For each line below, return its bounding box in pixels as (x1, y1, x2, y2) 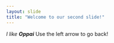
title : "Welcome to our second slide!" (6, 14, 105, 20)
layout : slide (6, 8, 42, 15)
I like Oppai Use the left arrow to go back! (6, 30, 109, 37)
